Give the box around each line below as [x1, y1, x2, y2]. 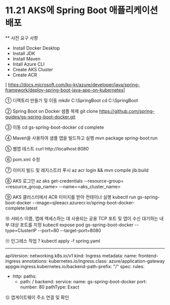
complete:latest [5, 205, 38, 211]
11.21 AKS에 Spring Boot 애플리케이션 [5, 5, 158, 16]
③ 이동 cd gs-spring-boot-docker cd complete [5, 124, 104, 130]
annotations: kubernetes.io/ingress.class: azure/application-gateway [22, 258, 165, 264]
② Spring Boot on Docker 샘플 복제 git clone [5, 108, 98, 114]
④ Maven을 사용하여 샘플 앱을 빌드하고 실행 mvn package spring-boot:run [5, 135, 158, 141]
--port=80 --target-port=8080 [37, 227, 101, 233]
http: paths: [12, 273, 37, 279]
